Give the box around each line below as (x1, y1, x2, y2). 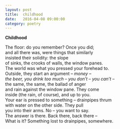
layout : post (5, 7, 32, 12)
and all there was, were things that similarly (5, 50, 93, 56)
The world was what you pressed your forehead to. (5, 65, 110, 71)
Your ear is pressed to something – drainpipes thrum (5, 97, 112, 103)
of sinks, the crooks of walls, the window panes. (5, 60, 103, 66)
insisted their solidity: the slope (5, 55, 69, 61)
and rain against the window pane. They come (5, 86, 100, 92)
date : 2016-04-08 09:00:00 (5, 16, 65, 21)
